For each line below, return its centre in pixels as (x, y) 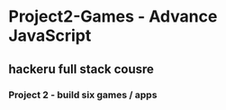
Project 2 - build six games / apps (83, 95)
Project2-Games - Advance (113, 17)
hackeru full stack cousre (81, 69)
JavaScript (50, 36)
